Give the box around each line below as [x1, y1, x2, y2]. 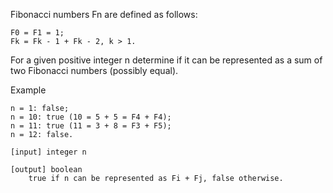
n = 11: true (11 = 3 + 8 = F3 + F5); [10, 121, 172, 131]
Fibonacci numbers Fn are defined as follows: [10, 9, 198, 20]
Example [10, 84, 47, 96]
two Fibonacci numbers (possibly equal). [10, 65, 179, 76]
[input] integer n [10, 147, 87, 157]
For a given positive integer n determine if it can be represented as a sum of [10, 54, 323, 66]
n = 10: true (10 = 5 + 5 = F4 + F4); [10, 112, 172, 122]
